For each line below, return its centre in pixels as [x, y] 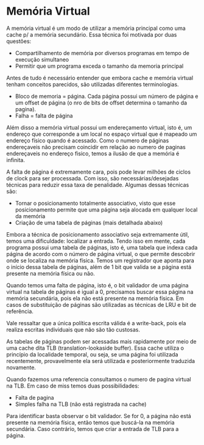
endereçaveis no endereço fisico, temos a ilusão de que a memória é [93, 153]
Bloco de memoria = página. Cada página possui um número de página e [107, 96]
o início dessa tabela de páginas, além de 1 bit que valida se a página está [99, 267]
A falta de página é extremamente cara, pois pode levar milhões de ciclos [98, 172]
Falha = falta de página [44, 116]
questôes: [19, 41]
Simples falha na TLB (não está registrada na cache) [81, 404]
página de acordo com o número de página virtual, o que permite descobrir [101, 254]
